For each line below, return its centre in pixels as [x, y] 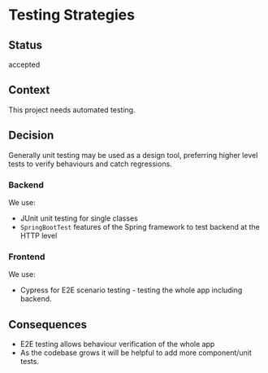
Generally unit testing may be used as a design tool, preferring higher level [133, 155]
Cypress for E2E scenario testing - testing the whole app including [131, 290]
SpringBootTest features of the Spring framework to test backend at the [140, 226]
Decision [31, 136]
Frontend [27, 257]
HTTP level [39, 235]
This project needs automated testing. [72, 110]
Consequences [48, 325]
